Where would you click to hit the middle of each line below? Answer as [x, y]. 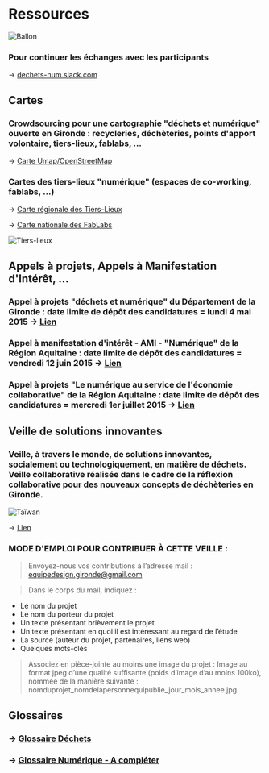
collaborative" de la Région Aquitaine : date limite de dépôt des [134, 395]
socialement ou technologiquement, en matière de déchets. [128, 464]
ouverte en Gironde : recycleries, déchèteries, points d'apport [132, 133]
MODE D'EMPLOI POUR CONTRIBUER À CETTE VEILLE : [118, 548]
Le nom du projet [48, 606]
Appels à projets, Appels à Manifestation [113, 266]
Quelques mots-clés [54, 649]
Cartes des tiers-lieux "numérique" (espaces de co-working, [130, 181]
